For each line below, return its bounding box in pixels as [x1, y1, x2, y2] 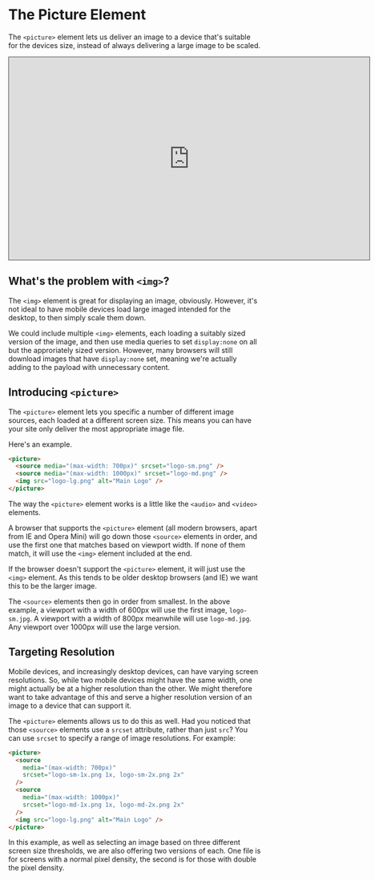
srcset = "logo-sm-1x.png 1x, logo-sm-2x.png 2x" [22, 771, 184, 779]
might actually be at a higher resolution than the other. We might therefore [8, 683, 252, 693]
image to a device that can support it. [8, 701, 132, 710]
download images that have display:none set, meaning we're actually [8, 354, 237, 364]
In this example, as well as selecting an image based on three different [8, 838, 240, 847]
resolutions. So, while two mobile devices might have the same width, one [8, 675, 252, 685]
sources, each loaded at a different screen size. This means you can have [8, 415, 252, 425]
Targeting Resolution [8, 645, 115, 659]
